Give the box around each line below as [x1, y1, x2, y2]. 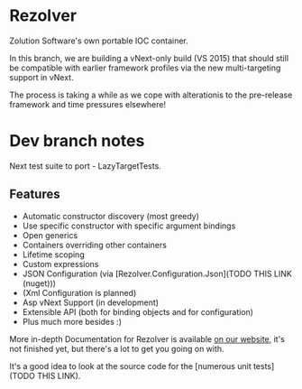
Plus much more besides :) [22, 316, 123, 327]
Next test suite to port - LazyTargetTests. [9, 160, 162, 171]
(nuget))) [22, 277, 57, 289]
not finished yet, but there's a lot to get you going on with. [9, 343, 224, 354]
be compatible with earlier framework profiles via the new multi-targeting [9, 62, 281, 73]
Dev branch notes [9, 131, 145, 152]
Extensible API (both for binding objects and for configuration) [22, 306, 254, 317]
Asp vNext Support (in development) [22, 297, 160, 308]
